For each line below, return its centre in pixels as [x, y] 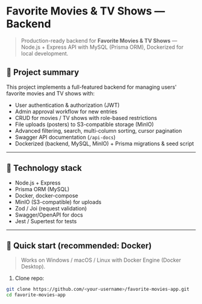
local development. [44, 53]
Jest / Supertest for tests [46, 221]
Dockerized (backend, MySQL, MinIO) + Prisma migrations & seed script [104, 144]
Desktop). [33, 267]
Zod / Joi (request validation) [51, 208]
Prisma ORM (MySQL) [42, 189]
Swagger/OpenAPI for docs [49, 215]
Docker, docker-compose [47, 195]
